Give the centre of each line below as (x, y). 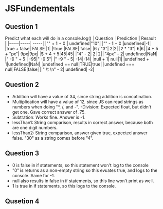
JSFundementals (40, 9)
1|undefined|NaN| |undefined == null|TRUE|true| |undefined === (70, 64)
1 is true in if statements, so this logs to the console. (64, 186)
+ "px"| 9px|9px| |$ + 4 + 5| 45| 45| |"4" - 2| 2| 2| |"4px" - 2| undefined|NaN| (81, 54)
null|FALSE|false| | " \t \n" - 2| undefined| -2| (50, 69)
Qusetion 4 (22, 201)
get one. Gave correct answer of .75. (49, 112)
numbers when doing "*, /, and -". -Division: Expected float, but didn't (82, 107)
